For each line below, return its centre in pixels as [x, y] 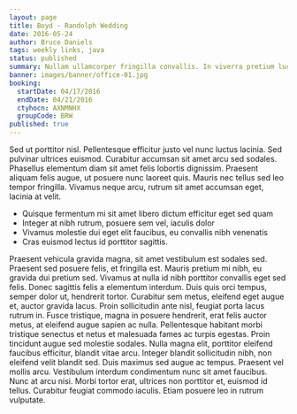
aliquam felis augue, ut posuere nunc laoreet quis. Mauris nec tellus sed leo [147, 177]
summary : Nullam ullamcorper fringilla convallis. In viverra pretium [142, 67]
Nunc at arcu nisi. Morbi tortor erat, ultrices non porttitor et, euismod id [138, 381]
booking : [25, 83]
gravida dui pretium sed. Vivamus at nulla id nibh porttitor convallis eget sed [148, 278]
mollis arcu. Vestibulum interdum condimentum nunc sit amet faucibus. [138, 372]
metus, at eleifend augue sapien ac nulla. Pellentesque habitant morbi [136, 325]
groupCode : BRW [45, 116]
